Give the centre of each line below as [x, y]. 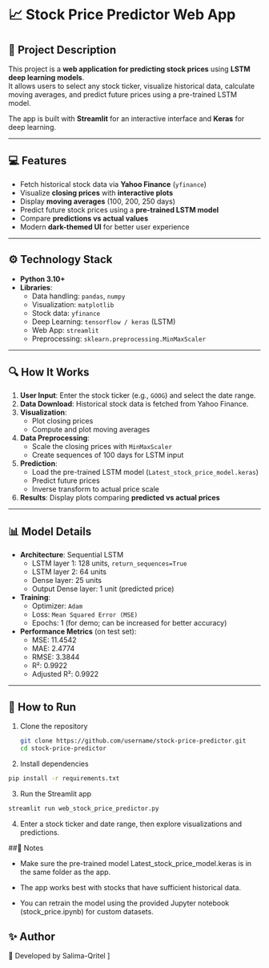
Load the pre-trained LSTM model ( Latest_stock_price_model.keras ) [145, 472]
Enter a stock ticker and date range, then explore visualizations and [131, 824]
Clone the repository [54, 727]
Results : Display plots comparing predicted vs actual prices [120, 498]
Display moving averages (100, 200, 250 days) [98, 201]
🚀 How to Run [42, 707]
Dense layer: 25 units [67, 581]
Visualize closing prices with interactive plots [96, 192]
